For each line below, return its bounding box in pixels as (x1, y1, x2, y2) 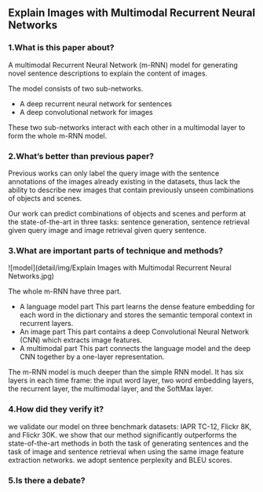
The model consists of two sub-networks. (8, 83, 144, 93)
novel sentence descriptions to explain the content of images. (8, 68, 208, 78)
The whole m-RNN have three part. (8, 287, 122, 296)
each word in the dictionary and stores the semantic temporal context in (19, 310, 253, 320)
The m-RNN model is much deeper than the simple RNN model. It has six (8, 368, 244, 377)
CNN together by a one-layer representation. (19, 352, 165, 361)
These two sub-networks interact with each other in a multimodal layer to (8, 122, 246, 132)
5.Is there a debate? (8, 475, 86, 486)
